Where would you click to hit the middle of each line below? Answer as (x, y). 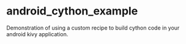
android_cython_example (72, 11)
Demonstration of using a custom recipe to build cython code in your (93, 28)
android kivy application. (37, 34)
